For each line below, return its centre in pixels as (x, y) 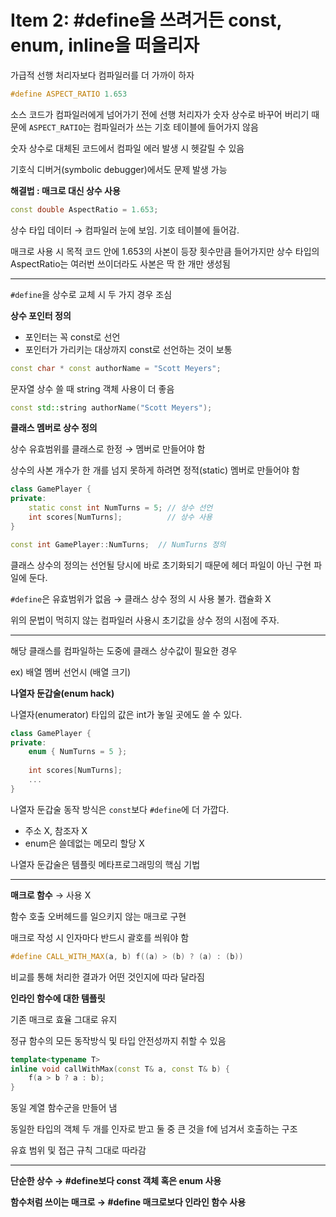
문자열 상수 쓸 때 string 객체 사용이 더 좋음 (92, 388)
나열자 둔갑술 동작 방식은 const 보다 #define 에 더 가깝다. (120, 809)
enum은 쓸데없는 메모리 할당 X (84, 843)
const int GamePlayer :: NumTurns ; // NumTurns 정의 (118, 544)
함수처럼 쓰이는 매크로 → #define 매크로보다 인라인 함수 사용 (128, 1202)
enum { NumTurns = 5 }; (78, 752)
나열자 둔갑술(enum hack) (62, 693)
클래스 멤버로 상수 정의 (54, 428)
